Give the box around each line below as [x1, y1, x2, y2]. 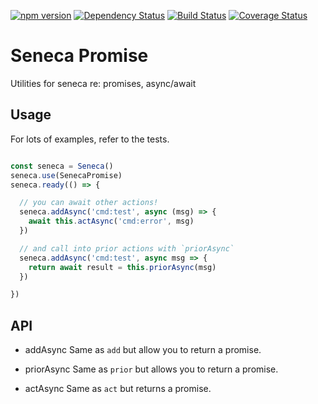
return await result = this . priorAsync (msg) [28, 262, 217, 272]
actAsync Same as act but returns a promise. [24, 383, 212, 395]
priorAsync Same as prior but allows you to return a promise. [24, 363, 279, 375]
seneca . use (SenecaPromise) [10, 170, 123, 180]
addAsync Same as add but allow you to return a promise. [24, 344, 262, 356]
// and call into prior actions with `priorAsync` [19, 243, 235, 254]
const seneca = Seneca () [10, 161, 114, 171]
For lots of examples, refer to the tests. [10, 133, 170, 145]
